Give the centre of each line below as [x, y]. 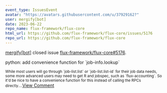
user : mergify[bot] [26, 19]
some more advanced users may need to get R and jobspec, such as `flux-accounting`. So [83, 76]
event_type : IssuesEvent [31, 10]
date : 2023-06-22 [24, 24]
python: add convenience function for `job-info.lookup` [62, 62]
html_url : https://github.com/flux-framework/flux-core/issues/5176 [79, 33]
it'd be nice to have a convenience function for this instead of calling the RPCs [73, 80]
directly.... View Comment [30, 85]
